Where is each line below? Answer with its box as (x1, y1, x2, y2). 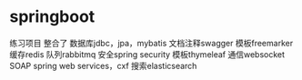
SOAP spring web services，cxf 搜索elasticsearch (9, 60, 197, 71)
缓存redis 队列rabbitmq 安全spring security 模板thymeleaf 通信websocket (9, 48, 285, 60)
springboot (9, 6, 96, 27)
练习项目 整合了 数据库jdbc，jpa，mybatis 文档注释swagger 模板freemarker (9, 37, 294, 48)
